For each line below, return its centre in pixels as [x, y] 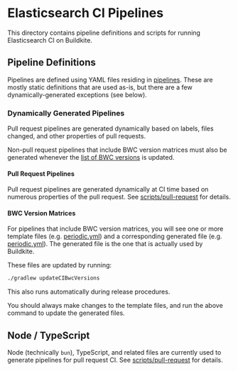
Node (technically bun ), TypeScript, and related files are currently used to [114, 353]
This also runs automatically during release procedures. [89, 292]
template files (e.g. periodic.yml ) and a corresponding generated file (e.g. [115, 236]
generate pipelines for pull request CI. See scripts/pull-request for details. [115, 360]
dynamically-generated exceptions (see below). [77, 94]
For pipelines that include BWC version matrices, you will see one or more [115, 229]
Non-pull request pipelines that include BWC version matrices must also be [117, 150]
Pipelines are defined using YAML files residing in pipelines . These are [110, 79]
